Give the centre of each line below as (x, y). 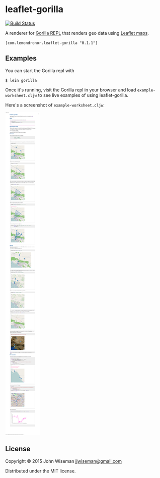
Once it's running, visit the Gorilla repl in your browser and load (71, 90)
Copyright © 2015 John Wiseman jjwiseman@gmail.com (64, 461)
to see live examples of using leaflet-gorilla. (83, 95)
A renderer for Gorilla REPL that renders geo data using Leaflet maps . (77, 33)
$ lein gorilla (21, 80)
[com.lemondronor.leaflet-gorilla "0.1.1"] (52, 43)
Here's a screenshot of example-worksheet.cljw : (55, 105)
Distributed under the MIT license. (41, 471)
